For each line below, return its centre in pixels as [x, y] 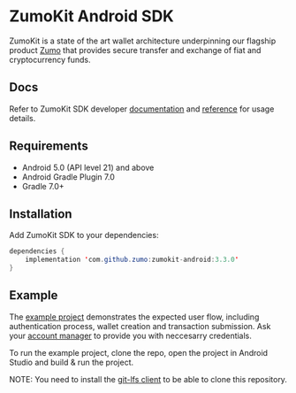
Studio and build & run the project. [72, 362]
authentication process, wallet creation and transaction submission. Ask [140, 326]
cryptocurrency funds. [50, 59]
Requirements [49, 146]
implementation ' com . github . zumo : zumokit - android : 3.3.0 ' [132, 260]
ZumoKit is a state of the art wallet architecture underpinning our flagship [143, 41]
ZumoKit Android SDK [92, 16]
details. [23, 118]
